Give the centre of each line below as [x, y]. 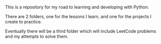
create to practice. [24, 22]
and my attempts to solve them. [37, 36]
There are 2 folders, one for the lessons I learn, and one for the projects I [78, 16]
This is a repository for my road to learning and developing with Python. [77, 7]
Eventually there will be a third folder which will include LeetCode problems [81, 31]
